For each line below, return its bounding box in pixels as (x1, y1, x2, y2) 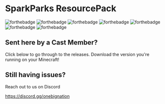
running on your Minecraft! (5, 57, 60, 62)
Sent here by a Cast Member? (5, 39, 98, 47)
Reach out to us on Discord (5, 83, 61, 89)
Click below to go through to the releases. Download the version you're (5, 51, 150, 57)
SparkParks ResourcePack (5, 3, 117, 14)
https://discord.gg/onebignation (5, 93, 70, 99)
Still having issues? (5, 71, 66, 79)
